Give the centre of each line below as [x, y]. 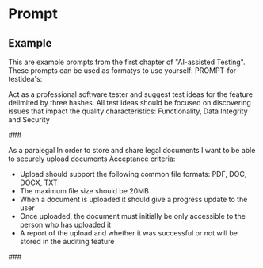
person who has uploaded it [65, 224]
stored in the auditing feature [67, 241]
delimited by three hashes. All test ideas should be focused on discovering [130, 103]
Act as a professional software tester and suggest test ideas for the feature [131, 94]
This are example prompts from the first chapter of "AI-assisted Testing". [127, 62]
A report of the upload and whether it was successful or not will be [128, 233]
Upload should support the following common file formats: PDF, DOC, [133, 174]
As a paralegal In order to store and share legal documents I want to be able [132, 150]
